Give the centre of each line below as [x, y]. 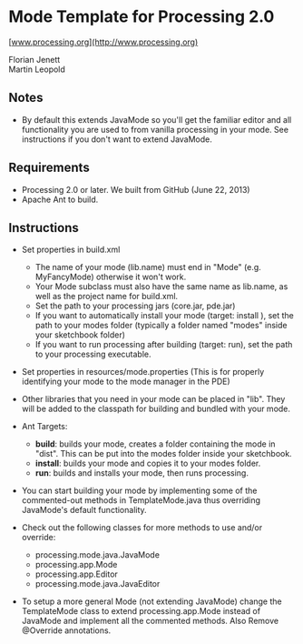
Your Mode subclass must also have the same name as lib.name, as [161, 287]
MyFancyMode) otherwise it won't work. [111, 277]
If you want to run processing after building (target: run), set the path [164, 345]
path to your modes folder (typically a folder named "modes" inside [161, 326]
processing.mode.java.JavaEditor [98, 584]
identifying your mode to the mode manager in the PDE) [126, 382]
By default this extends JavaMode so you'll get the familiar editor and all [156, 119]
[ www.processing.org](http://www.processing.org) [103, 42]
